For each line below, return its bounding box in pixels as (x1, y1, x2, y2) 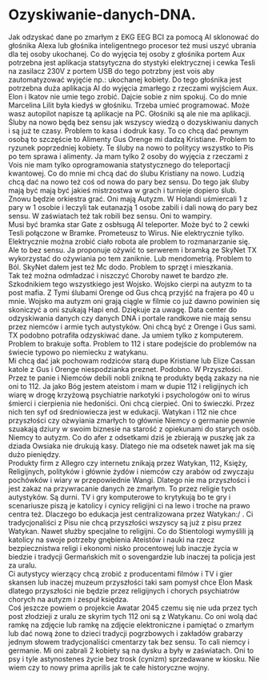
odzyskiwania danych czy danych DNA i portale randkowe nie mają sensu (8, 313, 252, 322)
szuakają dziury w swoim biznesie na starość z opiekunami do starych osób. (8, 423, 261, 434)
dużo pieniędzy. (8, 449, 62, 459)
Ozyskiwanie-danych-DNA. (8, 6, 196, 24)
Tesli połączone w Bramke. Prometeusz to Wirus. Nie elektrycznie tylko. (8, 228, 245, 237)
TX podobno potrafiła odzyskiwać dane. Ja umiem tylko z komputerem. (8, 330, 244, 340)
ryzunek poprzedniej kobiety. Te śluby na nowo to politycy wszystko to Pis (8, 143, 254, 152)
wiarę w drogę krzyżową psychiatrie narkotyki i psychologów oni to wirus (8, 390, 250, 399)
